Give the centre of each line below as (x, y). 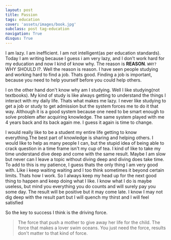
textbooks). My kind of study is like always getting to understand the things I (86, 95)
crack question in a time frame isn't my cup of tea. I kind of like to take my (83, 148)
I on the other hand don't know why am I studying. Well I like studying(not (82, 90)
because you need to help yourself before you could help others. (74, 80)
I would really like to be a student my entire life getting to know (71, 132)
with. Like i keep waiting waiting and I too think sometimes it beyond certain (85, 170)
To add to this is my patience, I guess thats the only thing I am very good (82, 165)
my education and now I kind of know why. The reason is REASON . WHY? (81, 64)
